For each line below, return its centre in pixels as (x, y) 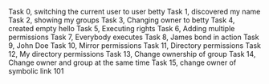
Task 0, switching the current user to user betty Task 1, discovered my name (134, 12)
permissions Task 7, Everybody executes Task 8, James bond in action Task (134, 37)
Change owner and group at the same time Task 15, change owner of (122, 62)
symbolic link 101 (36, 71)
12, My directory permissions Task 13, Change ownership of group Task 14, (132, 54)
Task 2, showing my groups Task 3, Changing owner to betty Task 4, (122, 20)
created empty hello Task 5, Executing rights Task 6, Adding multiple (122, 28)
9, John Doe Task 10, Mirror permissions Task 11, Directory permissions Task (135, 46)
